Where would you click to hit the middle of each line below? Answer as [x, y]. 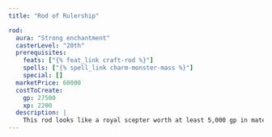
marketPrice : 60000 [49, 83]
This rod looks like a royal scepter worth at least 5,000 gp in [136, 120]
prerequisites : [41, 53]
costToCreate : [39, 90]
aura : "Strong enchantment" [63, 38]
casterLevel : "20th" [50, 45]
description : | [41, 113]
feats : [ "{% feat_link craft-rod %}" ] [88, 60]
